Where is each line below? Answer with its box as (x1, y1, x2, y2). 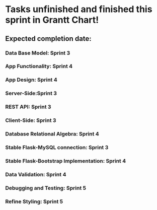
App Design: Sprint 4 (5, 77, 58, 84)
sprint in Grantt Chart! (5, 14, 99, 26)
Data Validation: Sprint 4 (5, 171, 66, 178)
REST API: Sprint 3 (5, 103, 51, 110)
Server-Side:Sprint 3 (5, 90, 57, 97)
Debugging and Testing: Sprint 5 (5, 184, 87, 191)
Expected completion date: (5, 34, 92, 43)
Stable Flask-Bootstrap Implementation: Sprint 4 (5, 157, 126, 164)
